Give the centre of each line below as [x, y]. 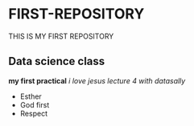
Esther [31, 96]
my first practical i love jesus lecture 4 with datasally [97, 80]
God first [35, 104]
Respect [34, 113]
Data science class [57, 61]
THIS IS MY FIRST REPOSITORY [61, 36]
